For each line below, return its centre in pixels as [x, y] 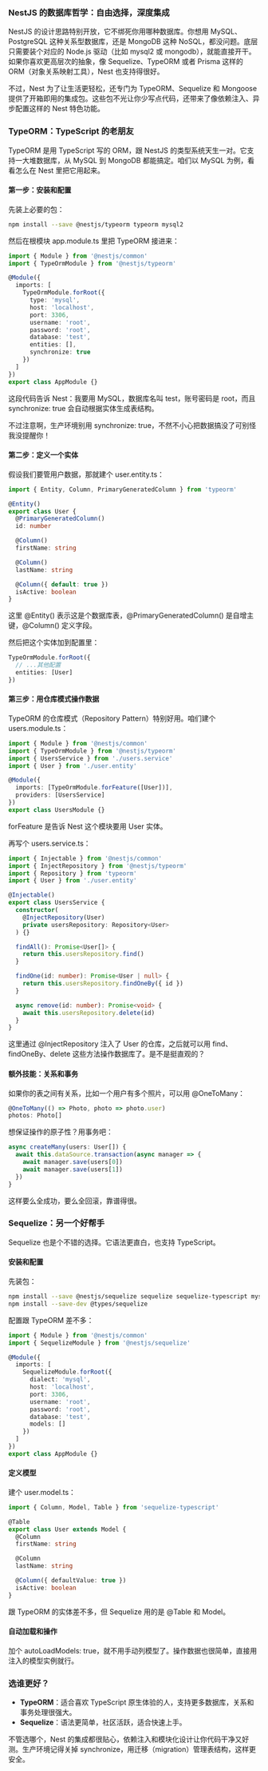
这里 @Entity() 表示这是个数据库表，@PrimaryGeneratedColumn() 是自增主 [131, 616]
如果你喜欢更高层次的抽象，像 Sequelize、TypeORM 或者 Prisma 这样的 [126, 62]
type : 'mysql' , [55, 300]
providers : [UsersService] [60, 795]
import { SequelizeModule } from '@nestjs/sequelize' [100, 1343]
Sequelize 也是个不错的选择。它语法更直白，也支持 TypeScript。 [114, 1242]
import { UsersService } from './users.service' [91, 758]
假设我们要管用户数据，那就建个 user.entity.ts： [87, 474]
